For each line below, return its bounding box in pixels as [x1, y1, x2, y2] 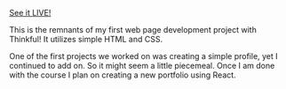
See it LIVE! [9, 8, 52, 18]
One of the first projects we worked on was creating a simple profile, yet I [9, 51, 278, 61]
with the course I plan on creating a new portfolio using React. [9, 70, 237, 80]
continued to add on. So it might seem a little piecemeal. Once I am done [9, 61, 275, 70]
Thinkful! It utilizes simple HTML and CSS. [9, 34, 163, 44]
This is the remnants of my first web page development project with [9, 25, 258, 34]
